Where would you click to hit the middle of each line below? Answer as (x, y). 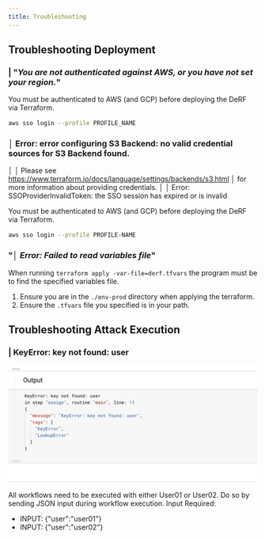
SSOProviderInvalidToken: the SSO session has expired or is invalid (118, 196)
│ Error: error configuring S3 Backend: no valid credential (121, 144)
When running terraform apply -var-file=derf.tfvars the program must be (133, 272)
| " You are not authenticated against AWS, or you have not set (131, 72)
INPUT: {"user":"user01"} (61, 518)
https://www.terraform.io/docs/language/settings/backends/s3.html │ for (127, 179)
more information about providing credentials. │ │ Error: (99, 188)
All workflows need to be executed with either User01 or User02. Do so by (129, 495)
